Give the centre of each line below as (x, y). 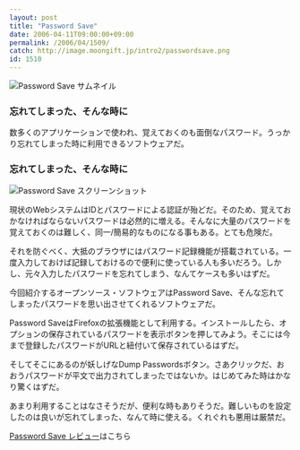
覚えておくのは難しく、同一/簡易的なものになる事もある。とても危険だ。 (143, 232)
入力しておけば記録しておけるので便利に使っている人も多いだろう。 (141, 262)
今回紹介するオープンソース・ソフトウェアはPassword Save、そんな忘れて (147, 292)
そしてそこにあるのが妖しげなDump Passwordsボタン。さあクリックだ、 (143, 364)
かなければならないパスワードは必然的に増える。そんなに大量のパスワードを (150, 221)
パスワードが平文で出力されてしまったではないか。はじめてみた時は (150, 375)
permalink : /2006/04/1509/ (60, 43)
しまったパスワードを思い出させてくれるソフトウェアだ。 (115, 303)
